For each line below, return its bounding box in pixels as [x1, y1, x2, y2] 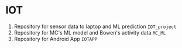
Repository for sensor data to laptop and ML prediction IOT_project [13, 23, 177, 30]
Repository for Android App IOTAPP [13, 35, 98, 42]
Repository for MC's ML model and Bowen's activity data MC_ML [13, 29, 166, 36]
